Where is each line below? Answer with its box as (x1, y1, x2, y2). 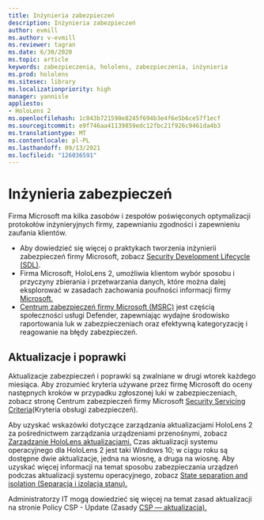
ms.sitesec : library (8, 77, 77, 85)
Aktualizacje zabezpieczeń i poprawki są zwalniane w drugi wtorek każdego (8, 371, 256, 380)
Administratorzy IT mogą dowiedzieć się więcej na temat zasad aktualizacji (8, 495, 253, 503)
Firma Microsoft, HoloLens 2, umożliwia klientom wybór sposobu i (19, 269, 235, 278)
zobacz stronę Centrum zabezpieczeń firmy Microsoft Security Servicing (8, 397, 246, 405)
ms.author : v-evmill (8, 33, 77, 42)
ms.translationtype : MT (8, 129, 87, 137)
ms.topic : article (8, 56, 69, 64)
